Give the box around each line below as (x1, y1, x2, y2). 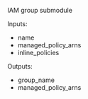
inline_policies (17, 49, 60, 57)
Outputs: (7, 62, 33, 70)
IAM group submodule (7, 6, 73, 14)
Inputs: (7, 20, 28, 28)
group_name (17, 76, 55, 84)
